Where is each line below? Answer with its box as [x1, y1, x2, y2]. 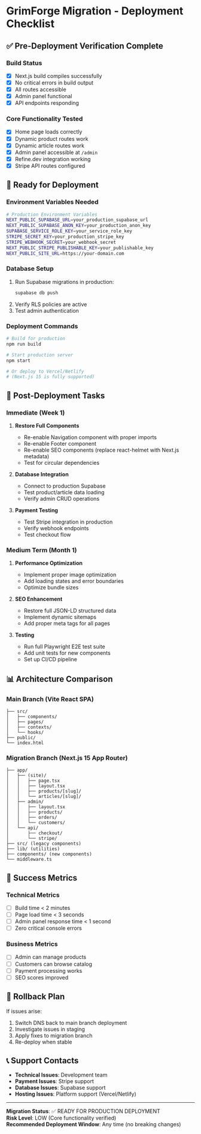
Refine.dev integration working [14, 155, 91, 162]
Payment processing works [14, 967, 83, 974]
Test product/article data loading [23, 488, 105, 495]
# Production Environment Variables [6, 211, 98, 217]
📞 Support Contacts [6, 1056, 79, 1066]
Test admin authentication [14, 307, 80, 314]
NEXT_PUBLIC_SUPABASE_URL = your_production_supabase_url [6, 217, 148, 223]
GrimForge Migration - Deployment [6, 4, 184, 18]
